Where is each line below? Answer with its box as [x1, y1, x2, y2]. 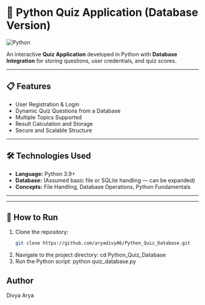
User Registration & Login [15, 100, 80, 108]
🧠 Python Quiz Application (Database [6, 6, 198, 20]
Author [6, 275, 34, 286]
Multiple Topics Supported [15, 113, 82, 121]
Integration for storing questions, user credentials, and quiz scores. [6, 57, 177, 64]
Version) [6, 18, 51, 32]
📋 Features [6, 81, 51, 92]
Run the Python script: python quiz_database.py [15, 258, 136, 265]
